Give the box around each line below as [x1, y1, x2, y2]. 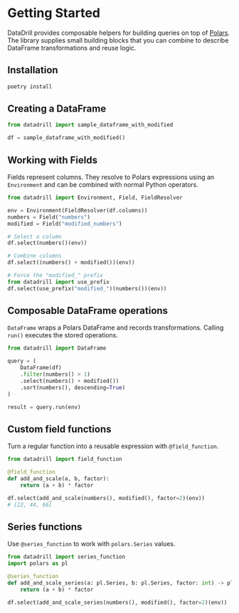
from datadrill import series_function [7, 553, 126, 560]
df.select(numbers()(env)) [7, 239, 87, 246]
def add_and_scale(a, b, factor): [7, 475, 110, 482]
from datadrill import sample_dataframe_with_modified [7, 121, 174, 129]
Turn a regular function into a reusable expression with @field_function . [7, 442, 219, 450]
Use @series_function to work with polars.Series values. [7, 540, 176, 548]
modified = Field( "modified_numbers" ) [7, 220, 122, 227]
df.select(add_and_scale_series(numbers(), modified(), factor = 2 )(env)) [7, 599, 228, 606]
